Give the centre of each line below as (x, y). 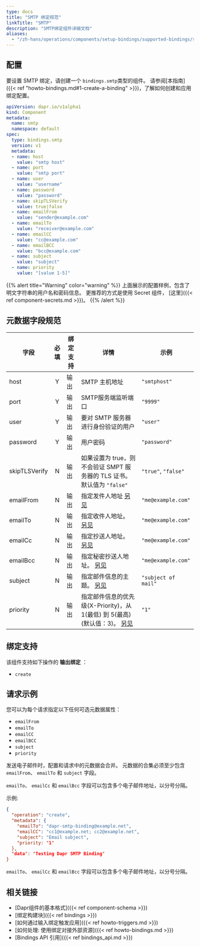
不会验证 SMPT (102, 467)
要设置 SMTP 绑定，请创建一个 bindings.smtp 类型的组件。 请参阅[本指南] (96, 81)
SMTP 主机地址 (102, 382)
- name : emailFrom (35, 212)
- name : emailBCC (33, 245)
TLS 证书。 (116, 476)
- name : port (28, 168)
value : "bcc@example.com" (49, 251)
